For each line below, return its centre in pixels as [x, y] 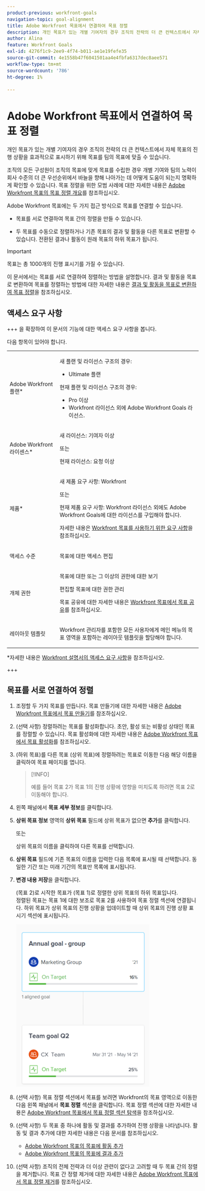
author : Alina [25, 39]
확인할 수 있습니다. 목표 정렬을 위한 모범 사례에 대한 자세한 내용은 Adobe [99, 185]
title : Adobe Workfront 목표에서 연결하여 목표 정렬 [68, 26]
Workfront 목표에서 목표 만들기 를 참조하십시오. [71, 714]
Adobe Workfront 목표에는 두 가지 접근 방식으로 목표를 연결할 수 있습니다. [95, 206]
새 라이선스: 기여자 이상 [87, 435]
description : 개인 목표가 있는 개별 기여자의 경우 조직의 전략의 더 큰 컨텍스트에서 [99, 32]
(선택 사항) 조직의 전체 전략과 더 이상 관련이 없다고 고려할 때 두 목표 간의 [101, 1167]
